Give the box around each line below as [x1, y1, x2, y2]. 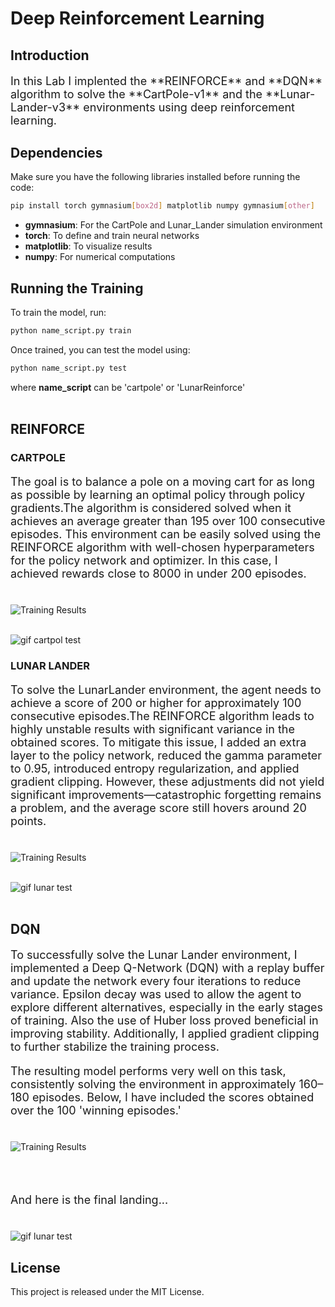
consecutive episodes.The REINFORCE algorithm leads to [10, 709, 315, 724]
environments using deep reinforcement [83, 100, 295, 114]
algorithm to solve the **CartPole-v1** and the [10, 87, 263, 101]
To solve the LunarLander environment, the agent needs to [10, 683, 322, 697]
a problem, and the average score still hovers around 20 [10, 801, 307, 816]
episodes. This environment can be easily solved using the [10, 527, 322, 542]
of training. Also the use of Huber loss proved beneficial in [10, 1013, 319, 1028]
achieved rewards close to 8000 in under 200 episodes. [10, 567, 307, 581]
